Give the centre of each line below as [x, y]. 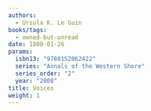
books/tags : [27, 30]
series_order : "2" [45, 73]
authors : [22, 15]
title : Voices [31, 88]
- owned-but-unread [47, 37]
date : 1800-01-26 [36, 45]
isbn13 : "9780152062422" [56, 59]
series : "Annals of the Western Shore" [80, 66]
